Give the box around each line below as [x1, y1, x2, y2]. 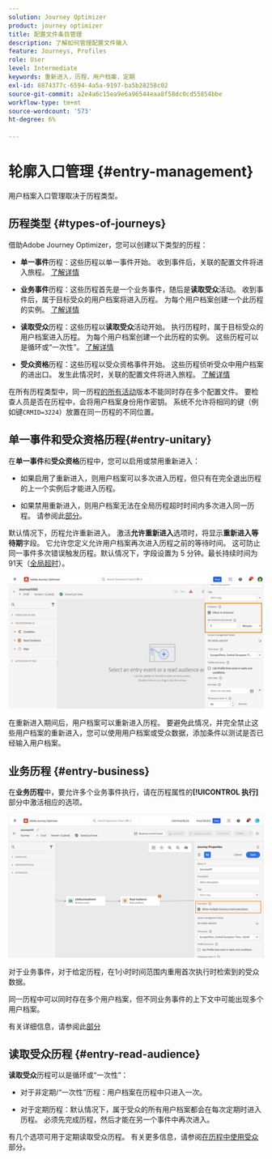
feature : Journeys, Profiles [8, 47, 107, 56]
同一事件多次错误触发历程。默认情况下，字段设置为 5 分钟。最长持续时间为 [8, 548, 258, 558]
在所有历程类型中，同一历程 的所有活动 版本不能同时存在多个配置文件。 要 [8, 386, 252, 396]
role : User [8, 56, 45, 64]
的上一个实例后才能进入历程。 [19, 483, 120, 493]
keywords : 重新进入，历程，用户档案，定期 [8, 73, 135, 81]
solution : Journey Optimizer [8, 13, 107, 21]
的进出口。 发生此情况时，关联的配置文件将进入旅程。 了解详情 [19, 369, 231, 379]
